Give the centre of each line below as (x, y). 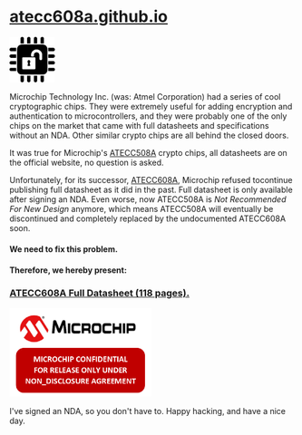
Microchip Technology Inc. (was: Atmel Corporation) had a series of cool (145, 97)
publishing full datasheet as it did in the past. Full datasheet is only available (151, 190)
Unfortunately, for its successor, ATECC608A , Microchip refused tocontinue (151, 180)
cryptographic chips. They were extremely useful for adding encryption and (151, 107)
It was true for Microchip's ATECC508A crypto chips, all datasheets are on (148, 153)
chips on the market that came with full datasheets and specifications (139, 126)
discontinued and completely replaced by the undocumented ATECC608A (148, 218)
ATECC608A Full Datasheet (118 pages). (100, 294)
